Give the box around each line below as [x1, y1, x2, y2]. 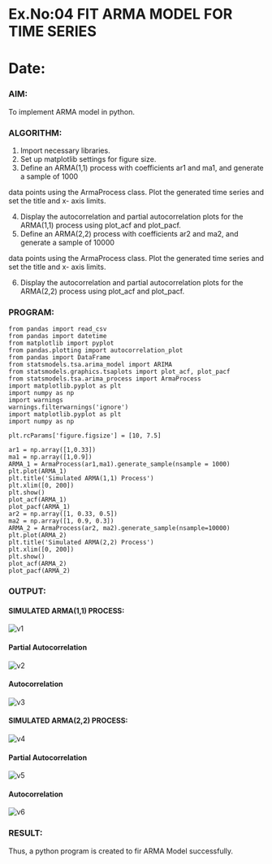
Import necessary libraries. [19, 145, 111, 155]
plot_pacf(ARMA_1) [8, 503, 71, 511]
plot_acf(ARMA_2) [8, 560, 67, 568]
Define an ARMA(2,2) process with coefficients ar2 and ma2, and [19, 228, 239, 238]
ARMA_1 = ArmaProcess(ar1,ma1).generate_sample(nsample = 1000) [8, 460, 231, 468]
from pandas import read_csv [8, 325, 107, 333]
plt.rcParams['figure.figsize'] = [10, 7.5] [8, 432, 162, 440]
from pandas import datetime [8, 332, 107, 341]
